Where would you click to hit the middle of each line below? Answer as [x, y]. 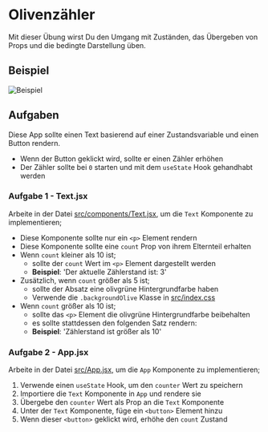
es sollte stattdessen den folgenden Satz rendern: [114, 323]
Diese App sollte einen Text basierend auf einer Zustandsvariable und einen [134, 135]
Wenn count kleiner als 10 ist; [68, 255]
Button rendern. [35, 143]
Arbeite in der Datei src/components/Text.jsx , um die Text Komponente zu [131, 213]
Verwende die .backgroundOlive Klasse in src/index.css [124, 297]
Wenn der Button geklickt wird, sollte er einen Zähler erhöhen [121, 159]
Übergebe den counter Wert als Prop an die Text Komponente [122, 402]
